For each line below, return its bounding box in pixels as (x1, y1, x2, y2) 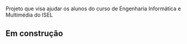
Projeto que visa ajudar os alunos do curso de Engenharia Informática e (5, 5, 181, 12)
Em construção (5, 29, 63, 39)
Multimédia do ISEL (5, 11, 53, 18)
